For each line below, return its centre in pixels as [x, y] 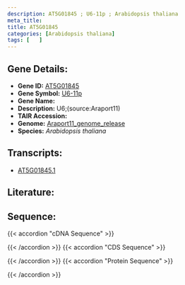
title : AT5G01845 [33, 27]
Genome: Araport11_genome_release [71, 123]
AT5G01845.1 [36, 170]
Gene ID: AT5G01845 [48, 86]
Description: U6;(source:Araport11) [69, 108]
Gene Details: [38, 69]
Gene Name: [36, 100]
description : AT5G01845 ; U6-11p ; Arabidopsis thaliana [93, 14]
